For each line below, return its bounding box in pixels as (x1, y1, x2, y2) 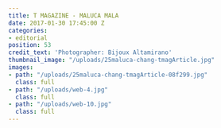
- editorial (8, 33, 48, 42)
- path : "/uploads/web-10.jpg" (8, 100, 112, 108)
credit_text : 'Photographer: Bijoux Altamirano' (8, 48, 173, 56)
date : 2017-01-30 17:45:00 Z (8, 19, 105, 27)
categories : (8, 26, 48, 34)
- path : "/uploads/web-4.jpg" (8, 85, 109, 94)
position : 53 (8, 41, 52, 49)
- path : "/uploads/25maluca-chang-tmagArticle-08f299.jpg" (8, 71, 208, 79)
